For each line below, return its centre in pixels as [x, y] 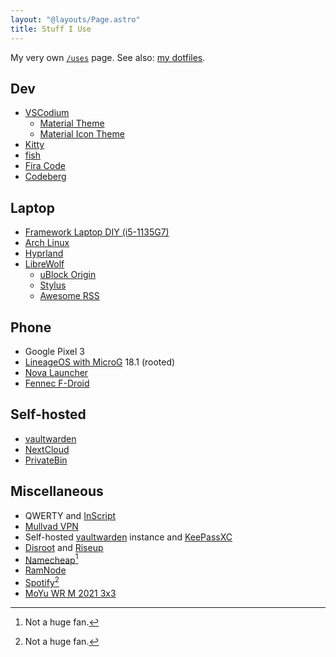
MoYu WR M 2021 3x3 [70, 593]
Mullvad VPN [51, 526]
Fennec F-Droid [57, 383]
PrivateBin [46, 460]
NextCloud [47, 449]
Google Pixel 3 [54, 351]
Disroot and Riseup [64, 547]
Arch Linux [47, 243]
